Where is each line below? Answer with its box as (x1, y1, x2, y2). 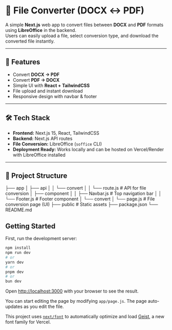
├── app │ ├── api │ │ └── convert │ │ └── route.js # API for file (5, 185, 146, 191)
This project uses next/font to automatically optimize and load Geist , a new (5, 314, 165, 320)
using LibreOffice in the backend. (5, 27, 77, 33)
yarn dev (5, 260, 24, 265)
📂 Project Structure (5, 171, 68, 180)
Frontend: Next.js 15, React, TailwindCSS (12, 130, 100, 136)
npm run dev (5, 250, 31, 255)
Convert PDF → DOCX (12, 77, 60, 83)
